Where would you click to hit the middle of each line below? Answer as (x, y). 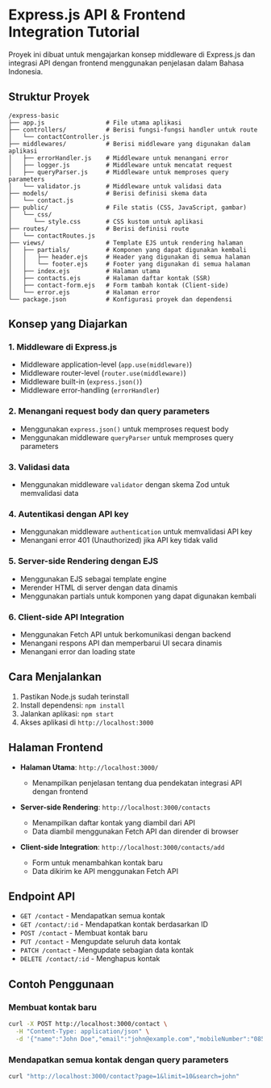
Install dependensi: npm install (72, 705)
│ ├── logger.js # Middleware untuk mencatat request (120, 165)
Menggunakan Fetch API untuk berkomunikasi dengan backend (125, 634)
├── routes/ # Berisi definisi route (99, 229)
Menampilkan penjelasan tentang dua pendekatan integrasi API (137, 783)
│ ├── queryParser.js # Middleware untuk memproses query (119, 172)
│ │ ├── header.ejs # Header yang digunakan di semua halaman (129, 257)
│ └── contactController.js (59, 137)
